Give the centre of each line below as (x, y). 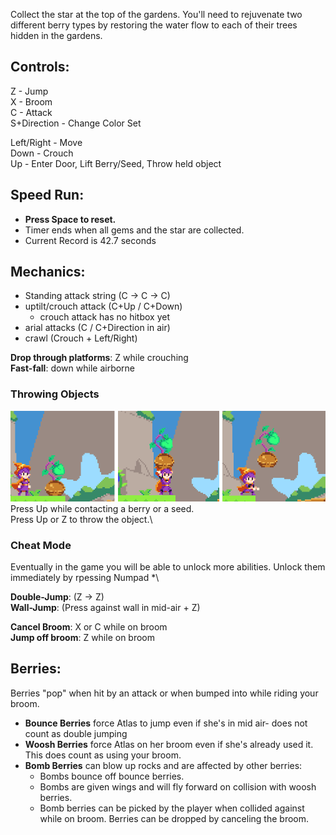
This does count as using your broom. (103, 755)
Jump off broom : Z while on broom (83, 637)
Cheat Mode (41, 545)
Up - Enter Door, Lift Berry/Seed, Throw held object (116, 163)
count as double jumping (76, 733)
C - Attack (31, 112)
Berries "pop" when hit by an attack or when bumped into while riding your (164, 693)
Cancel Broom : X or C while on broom (89, 626)
